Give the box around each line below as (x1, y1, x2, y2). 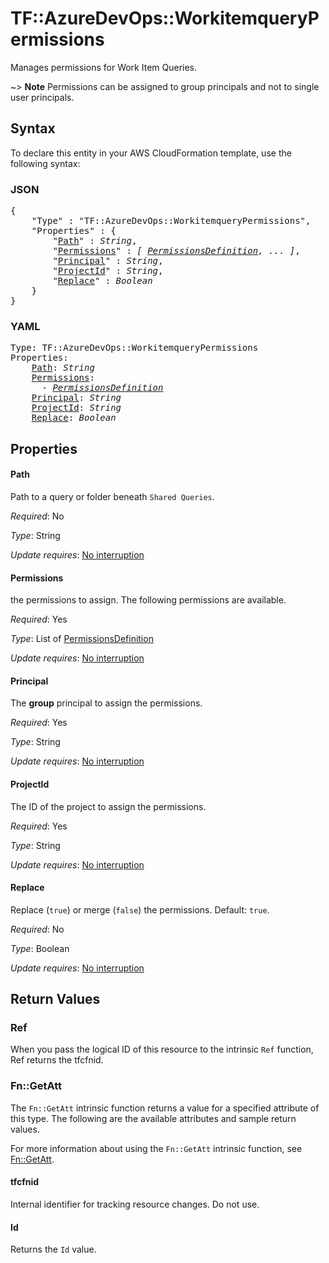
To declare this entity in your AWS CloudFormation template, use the (10, 147, 292, 159)
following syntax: (10, 157, 81, 169)
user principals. (10, 91, 75, 103)
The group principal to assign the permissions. (10, 697, 203, 709)
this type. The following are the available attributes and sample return (10, 1112, 297, 1124)
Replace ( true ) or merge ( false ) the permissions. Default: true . (10, 903, 270, 916)
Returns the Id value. (10, 1243, 97, 1256)
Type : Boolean (10, 942, 70, 954)
